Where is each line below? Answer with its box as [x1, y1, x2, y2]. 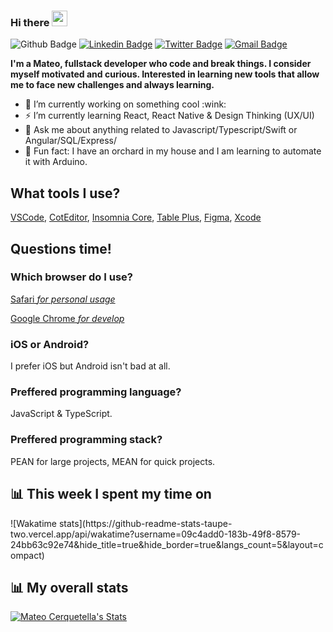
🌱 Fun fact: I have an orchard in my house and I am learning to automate [24, 145, 322, 157]
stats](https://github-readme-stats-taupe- [58, 517, 233, 529]
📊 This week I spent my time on [10, 486, 212, 503]
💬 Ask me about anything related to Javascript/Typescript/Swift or [24, 124, 298, 136]
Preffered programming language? [10, 385, 182, 399]
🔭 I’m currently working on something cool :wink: [24, 98, 227, 110]
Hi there [10, 15, 50, 29]
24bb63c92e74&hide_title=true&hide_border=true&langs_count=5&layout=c [10, 538, 324, 550]
